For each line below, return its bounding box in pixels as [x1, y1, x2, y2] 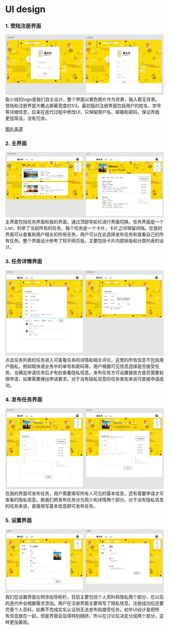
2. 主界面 [5, 140, 27, 147]
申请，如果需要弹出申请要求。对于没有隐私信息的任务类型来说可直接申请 [9, 376, 159, 382]
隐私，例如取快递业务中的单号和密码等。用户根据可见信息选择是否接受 [9, 363, 155, 370]
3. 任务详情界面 [5, 258, 43, 265]
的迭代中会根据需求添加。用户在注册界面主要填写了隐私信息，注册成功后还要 [5, 600, 164, 606]
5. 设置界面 [5, 517, 32, 524]
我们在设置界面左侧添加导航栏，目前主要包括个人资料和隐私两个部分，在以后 [5, 594, 164, 600]
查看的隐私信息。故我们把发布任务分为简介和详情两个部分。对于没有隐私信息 [5, 497, 164, 503]
